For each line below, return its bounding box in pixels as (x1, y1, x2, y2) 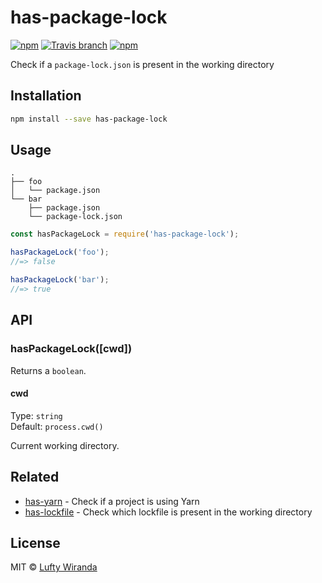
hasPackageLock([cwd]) (10, 342, 133, 356)
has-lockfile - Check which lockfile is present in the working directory (24, 506, 313, 518)
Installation (10, 87, 82, 105)
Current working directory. (10, 439, 120, 451)
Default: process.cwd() (10, 420, 104, 432)
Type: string (10, 409, 63, 421)
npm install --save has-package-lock (10, 114, 168, 124)
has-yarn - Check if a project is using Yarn (24, 495, 200, 507)
